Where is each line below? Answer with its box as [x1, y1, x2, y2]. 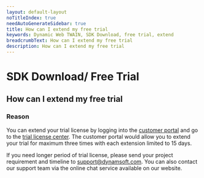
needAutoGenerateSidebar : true [6, 20, 86, 26]
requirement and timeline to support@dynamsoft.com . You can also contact [6, 158, 198, 165]
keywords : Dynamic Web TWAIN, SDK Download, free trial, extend [6, 32, 174, 38]
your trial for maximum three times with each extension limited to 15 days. [6, 139, 192, 147]
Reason [6, 112, 29, 121]
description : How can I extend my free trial [6, 44, 124, 50]
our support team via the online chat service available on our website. [6, 164, 183, 172]
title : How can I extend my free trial [6, 26, 108, 33]
